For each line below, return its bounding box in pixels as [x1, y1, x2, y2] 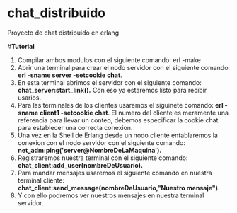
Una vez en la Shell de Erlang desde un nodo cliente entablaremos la [17, 131, 218, 139]
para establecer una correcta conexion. [17, 123, 133, 132]
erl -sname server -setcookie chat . [17, 71, 122, 79]
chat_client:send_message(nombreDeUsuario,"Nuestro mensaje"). [17, 183, 221, 192]
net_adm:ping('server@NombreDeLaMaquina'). [17, 146, 162, 154]
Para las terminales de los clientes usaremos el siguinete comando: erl [17, 100, 224, 109]
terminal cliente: [17, 175, 65, 185]
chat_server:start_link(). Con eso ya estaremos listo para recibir [17, 86, 207, 94]
